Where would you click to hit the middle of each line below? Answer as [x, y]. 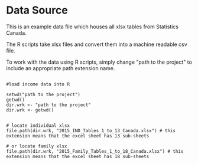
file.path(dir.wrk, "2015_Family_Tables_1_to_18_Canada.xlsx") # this [95, 151]
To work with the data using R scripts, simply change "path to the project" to [99, 62]
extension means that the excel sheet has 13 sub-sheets [78, 136]
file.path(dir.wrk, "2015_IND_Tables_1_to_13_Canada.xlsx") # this [91, 130]
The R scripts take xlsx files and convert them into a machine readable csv [97, 44]
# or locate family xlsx [37, 146]
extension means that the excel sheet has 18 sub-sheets [78, 156]
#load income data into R [38, 84]
